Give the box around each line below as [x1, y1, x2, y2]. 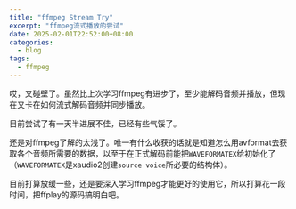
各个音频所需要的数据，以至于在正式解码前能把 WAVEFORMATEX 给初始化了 [16, 148, 276, 158]
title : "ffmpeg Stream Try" [9, 12, 114, 22]
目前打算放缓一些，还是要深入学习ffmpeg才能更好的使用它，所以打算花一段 [9, 178, 286, 189]
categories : [9, 37, 53, 47]
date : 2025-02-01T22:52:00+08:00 [9, 29, 134, 38]
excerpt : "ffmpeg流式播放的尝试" [9, 21, 124, 30]
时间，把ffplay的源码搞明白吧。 [9, 189, 125, 200]
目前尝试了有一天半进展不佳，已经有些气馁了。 [9, 117, 181, 129]
